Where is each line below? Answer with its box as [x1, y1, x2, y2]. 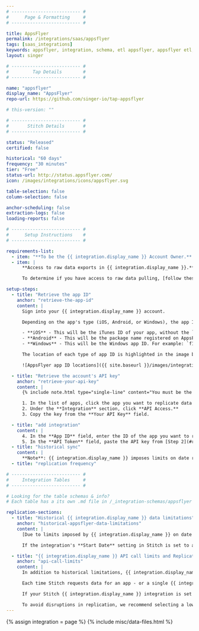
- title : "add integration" [11, 422, 81, 428]
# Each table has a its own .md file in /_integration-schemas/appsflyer [6, 499, 192, 505]
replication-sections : [6, 509, 62, 516]
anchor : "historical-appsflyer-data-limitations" [17, 520, 142, 526]
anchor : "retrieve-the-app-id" [17, 297, 94, 303]
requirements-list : [6, 248, 54, 254]
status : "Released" [6, 139, 54, 146]
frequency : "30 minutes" [6, 161, 68, 167]
